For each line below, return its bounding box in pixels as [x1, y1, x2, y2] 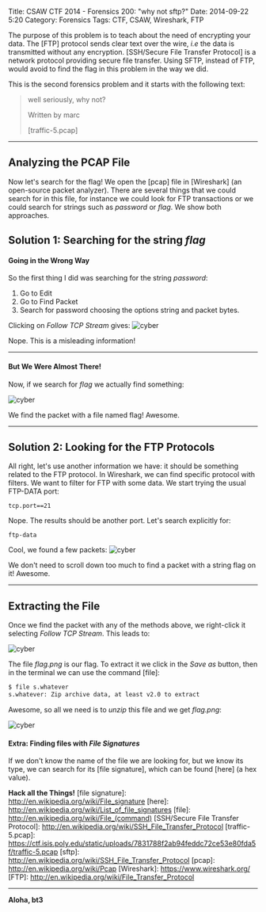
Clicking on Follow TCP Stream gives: [8, 321, 131, 330]
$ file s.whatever [8, 683, 69, 692]
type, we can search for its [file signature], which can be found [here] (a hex [8, 765, 257, 774]
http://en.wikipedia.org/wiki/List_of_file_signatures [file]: [8, 805, 192, 815]
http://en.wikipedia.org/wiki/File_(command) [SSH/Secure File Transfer [8, 814, 239, 823]
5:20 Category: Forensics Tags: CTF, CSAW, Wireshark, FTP [8, 15, 204, 25]
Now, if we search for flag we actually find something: [8, 380, 184, 389]
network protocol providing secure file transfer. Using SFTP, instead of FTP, [8, 55, 255, 65]
